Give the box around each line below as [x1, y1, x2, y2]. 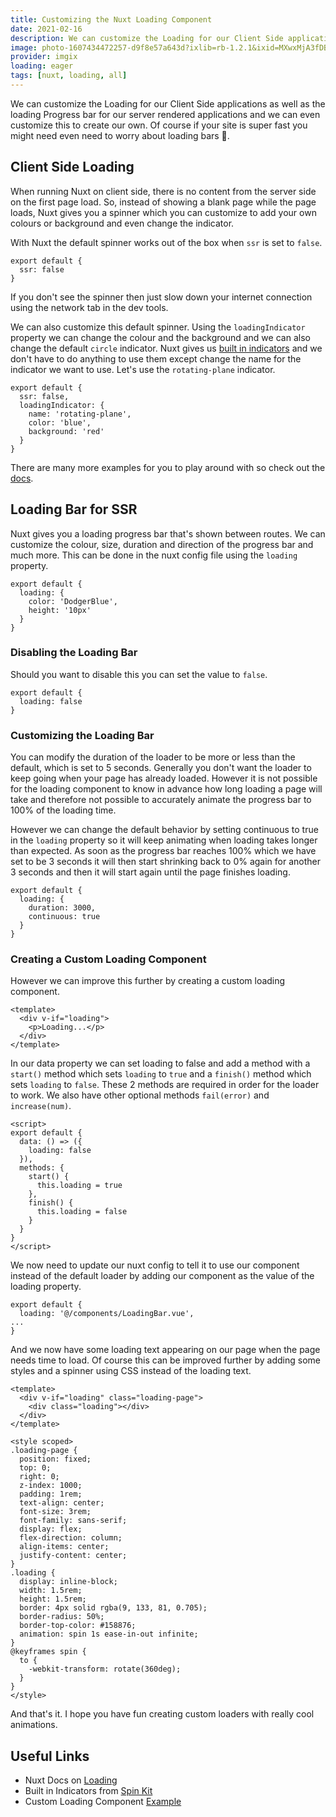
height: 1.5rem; [19, 1594, 87, 1605]
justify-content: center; [19, 1551, 128, 1561]
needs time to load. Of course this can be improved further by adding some [10, 1354, 321, 1366]
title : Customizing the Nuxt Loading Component [10, 14, 213, 25]
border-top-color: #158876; [19, 1621, 137, 1631]
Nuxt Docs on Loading [24, 1774, 118, 1786]
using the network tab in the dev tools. [10, 301, 169, 313]
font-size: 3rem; [19, 1507, 92, 1517]
